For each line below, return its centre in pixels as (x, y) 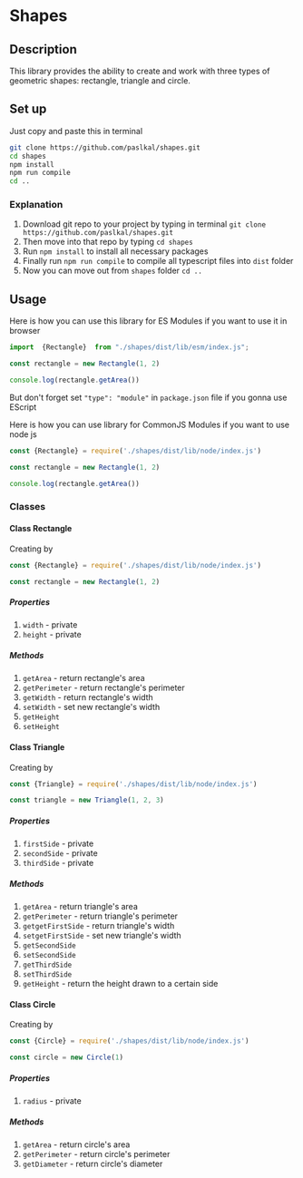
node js (24, 434)
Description (43, 49)
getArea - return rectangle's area (83, 678)
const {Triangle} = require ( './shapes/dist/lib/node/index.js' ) (133, 784)
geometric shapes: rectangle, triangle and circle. (100, 81)
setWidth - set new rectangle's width (91, 707)
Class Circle (33, 1004)
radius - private (52, 1101)
